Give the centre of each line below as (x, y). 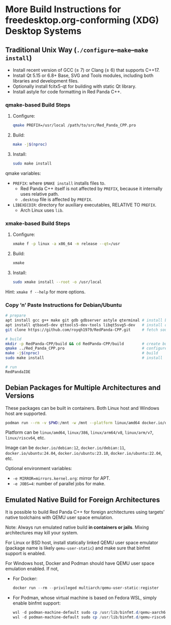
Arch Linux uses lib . (42, 210)
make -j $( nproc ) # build (82, 353)
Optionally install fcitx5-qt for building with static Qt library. (74, 86)
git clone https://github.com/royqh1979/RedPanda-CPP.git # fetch (82, 330)
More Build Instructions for (63, 9)
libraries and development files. (46, 81)
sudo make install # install (84, 358)
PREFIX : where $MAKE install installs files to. (59, 183)
